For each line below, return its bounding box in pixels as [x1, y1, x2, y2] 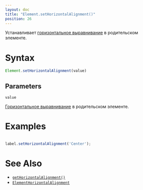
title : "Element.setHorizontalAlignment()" [5, 12, 96, 17]
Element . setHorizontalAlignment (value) [5, 68, 87, 74]
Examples [5, 121, 46, 132]
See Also [5, 158, 42, 169]
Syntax [5, 52, 35, 63]
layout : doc [5, 7, 29, 12]
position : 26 [5, 16, 32, 21]
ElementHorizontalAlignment [12, 180, 70, 185]
